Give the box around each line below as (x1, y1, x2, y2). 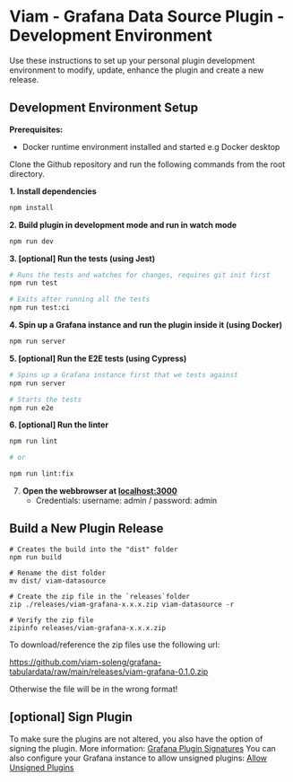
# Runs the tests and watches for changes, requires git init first (9, 270, 271, 279)
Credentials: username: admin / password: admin (35, 496, 218, 505)
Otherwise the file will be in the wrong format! (9, 683, 178, 694)
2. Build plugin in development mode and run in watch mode (9, 219, 237, 230)
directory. (9, 168, 45, 179)
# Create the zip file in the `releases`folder (9, 592, 191, 601)
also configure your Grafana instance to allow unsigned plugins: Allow (9, 752, 267, 763)
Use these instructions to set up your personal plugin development (9, 55, 255, 66)
